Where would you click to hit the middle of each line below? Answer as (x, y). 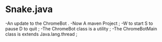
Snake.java (29, 9)
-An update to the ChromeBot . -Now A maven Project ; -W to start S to (79, 23)
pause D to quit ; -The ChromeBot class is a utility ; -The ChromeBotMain (81, 28)
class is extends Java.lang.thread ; (41, 34)
